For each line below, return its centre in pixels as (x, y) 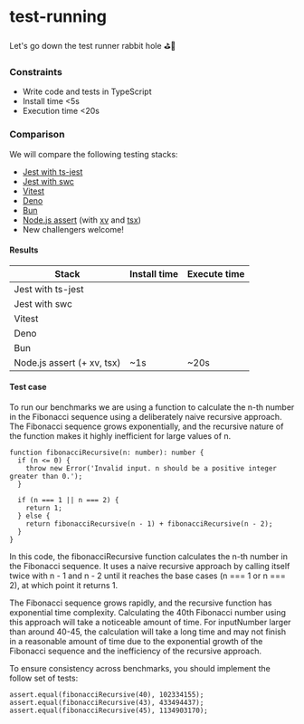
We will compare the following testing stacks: (94, 154)
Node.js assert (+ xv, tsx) (67, 362)
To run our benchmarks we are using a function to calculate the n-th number (152, 407)
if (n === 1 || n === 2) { (68, 500)
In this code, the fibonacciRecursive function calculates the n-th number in (148, 556)
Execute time (216, 273)
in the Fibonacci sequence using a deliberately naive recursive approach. (146, 416)
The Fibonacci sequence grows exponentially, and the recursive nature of (147, 426)
